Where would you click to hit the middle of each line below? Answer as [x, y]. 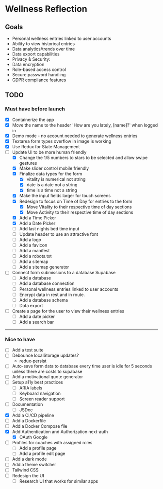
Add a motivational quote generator [48, 377]
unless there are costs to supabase [47, 372]
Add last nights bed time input [49, 228]
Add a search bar [37, 322]
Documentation [27, 404]
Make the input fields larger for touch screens [65, 196]
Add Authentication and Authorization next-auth [60, 432]
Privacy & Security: [31, 59]
